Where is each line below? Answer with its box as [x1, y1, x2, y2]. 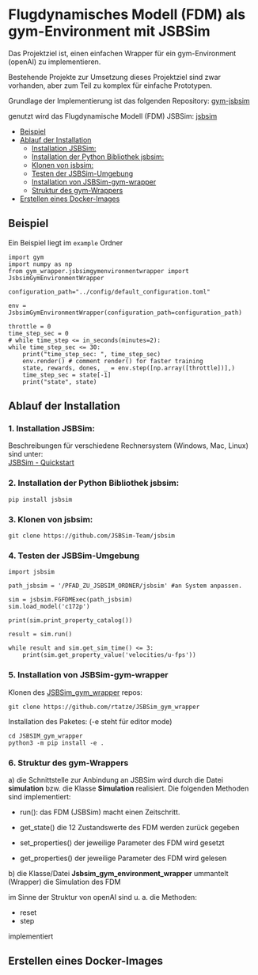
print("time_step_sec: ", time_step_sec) [22, 350, 161, 358]
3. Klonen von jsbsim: [8, 514, 93, 525]
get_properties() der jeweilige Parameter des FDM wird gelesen [19, 853, 227, 863]
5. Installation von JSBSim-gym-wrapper [8, 670, 169, 681]
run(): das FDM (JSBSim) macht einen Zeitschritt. [19, 807, 180, 817]
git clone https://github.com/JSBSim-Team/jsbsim [8, 532, 176, 540]
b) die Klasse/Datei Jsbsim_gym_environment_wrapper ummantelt [8, 868, 229, 878]
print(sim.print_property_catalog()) [8, 616, 133, 624]
